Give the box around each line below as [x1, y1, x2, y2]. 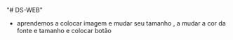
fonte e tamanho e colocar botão [16, 27, 112, 34]
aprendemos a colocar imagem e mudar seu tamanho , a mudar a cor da [16, 19, 226, 27]
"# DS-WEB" [6, 6, 44, 14]
